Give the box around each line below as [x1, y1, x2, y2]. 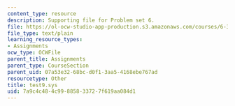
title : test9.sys [7, 82, 58, 89]
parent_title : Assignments [7, 56, 86, 63]
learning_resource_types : [7, 36, 83, 43]
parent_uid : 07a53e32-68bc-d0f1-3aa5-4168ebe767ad [7, 68, 158, 75]
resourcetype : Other [7, 75, 68, 82]
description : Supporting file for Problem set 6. [7, 17, 155, 24]
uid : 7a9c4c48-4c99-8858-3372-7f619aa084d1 [7, 88, 136, 95]
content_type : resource [7, 10, 77, 17]
